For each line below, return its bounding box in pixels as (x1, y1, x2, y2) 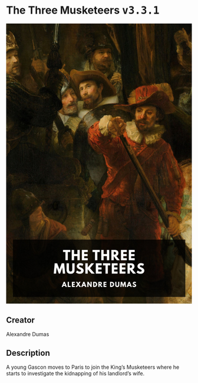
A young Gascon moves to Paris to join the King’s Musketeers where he (6, 363, 180, 371)
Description (6, 347, 50, 358)
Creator (6, 315, 35, 326)
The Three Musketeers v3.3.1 (6, 4, 160, 17)
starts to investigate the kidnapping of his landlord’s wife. (6, 370, 145, 377)
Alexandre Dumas (6, 331, 49, 338)
